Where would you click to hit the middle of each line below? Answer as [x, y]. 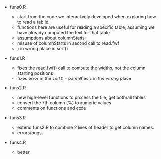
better [23, 152]
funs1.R [17, 58]
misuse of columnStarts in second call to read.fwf [68, 43]
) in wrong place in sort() [42, 48]
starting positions [35, 73]
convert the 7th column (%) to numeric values [64, 103]
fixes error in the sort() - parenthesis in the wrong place [74, 78]
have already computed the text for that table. [64, 33]
